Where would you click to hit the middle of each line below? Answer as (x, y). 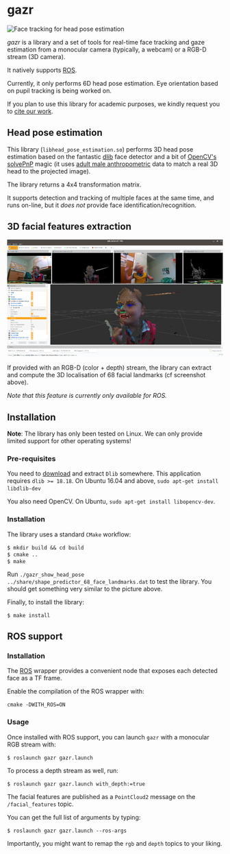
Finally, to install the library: (46, 602)
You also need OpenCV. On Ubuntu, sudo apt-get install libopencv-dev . (111, 501)
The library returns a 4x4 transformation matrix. (74, 185)
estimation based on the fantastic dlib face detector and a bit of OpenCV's (112, 156)
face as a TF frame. (35, 678)
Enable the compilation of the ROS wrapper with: (76, 691)
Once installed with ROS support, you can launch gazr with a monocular (108, 737)
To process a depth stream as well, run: (63, 770)
